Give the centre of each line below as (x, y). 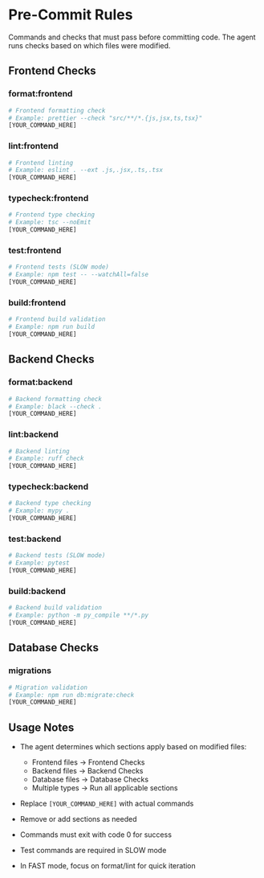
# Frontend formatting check (57, 110)
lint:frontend (33, 146)
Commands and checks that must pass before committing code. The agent (132, 37)
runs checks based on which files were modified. (89, 45)
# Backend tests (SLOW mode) (57, 556)
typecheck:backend (49, 486)
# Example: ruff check (46, 459)
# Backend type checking (50, 503)
